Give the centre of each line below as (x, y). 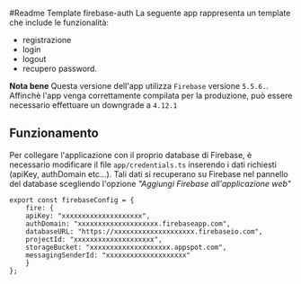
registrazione (47, 40)
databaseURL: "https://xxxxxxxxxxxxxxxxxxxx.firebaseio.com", (144, 231)
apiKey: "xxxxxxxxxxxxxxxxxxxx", (88, 216)
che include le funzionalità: (59, 22)
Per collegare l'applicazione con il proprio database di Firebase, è (131, 155)
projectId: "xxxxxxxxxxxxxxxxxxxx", (94, 239)
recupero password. (59, 68)
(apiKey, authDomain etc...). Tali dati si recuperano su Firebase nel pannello (149, 173)
